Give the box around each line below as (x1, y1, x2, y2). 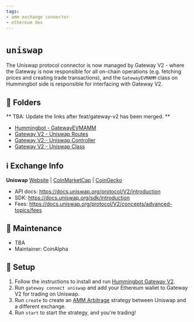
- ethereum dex (6, 19, 43, 25)
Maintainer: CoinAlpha (14, 245, 68, 252)
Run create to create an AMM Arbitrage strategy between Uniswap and (14, 296, 186, 303)
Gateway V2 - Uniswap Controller (14, 137, 96, 144)
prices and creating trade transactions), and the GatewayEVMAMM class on (6, 74, 178, 81)
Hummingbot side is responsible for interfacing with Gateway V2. (6, 80, 163, 88)
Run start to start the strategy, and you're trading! (14, 309, 136, 316)
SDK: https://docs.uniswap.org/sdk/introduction (14, 194, 130, 201)
